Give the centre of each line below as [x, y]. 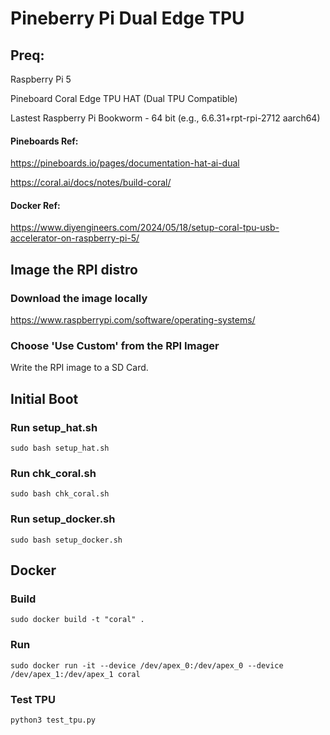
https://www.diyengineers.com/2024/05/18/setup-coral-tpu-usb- [145, 228]
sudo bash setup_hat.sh [60, 448]
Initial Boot [44, 398]
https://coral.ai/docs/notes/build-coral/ [91, 183]
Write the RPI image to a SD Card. [79, 368]
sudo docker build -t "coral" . [77, 620]
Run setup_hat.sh [54, 427]
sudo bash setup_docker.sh [66, 540]
